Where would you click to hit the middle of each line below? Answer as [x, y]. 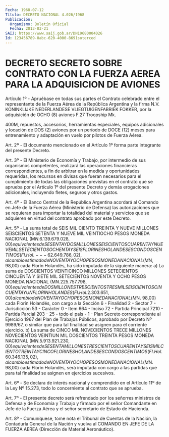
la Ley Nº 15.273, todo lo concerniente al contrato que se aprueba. [74, 388]
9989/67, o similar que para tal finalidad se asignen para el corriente [76, 324]
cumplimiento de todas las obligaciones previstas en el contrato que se [79, 181]
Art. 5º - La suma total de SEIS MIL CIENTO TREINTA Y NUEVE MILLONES [82, 228]
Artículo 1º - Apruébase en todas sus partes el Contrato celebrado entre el [82, 99]
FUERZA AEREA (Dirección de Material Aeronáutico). [60, 429]
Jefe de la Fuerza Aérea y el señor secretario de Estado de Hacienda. [77, 408]
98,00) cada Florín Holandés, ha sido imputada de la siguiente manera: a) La [84, 265]
